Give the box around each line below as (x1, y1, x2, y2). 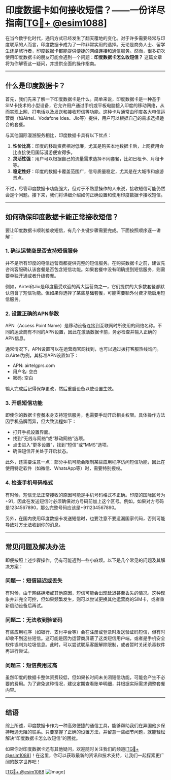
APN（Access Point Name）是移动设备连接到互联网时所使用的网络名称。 (5, 323, 158, 329)
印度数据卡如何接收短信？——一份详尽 (5, 5, 166, 16)
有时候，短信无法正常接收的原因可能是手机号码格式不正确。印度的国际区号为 (5, 492, 165, 498)
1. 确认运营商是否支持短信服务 (5, 247, 78, 254)
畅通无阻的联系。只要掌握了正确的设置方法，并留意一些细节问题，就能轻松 (9, 729, 165, 735)
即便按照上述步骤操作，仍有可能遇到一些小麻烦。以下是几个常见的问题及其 (5, 557, 161, 563)
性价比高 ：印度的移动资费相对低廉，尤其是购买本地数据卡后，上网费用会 (12, 143, 164, 149)
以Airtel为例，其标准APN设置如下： (5, 352, 79, 358)
